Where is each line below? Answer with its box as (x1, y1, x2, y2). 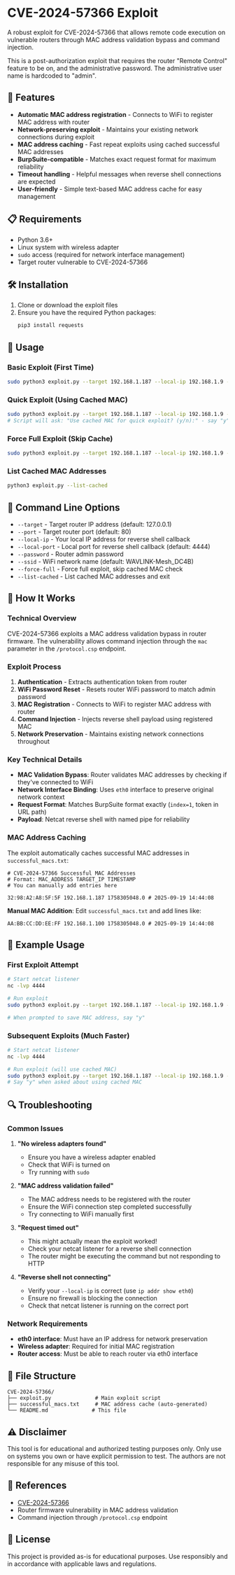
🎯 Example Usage (7, 938, 85, 950)
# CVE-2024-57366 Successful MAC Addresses (7, 870, 136, 877)
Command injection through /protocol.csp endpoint (17, 1513, 168, 1521)
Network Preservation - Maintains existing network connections (17, 730, 204, 738)
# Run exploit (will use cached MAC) (7, 1066, 117, 1073)
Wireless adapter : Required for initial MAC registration (17, 1342, 175, 1351)
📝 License (7, 1534, 51, 1546)
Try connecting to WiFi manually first (27, 1210, 134, 1219)
